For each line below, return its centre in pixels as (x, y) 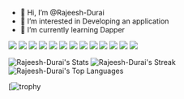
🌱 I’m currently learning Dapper (73, 30)
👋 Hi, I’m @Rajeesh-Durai (62, 13)
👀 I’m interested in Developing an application (94, 21)
